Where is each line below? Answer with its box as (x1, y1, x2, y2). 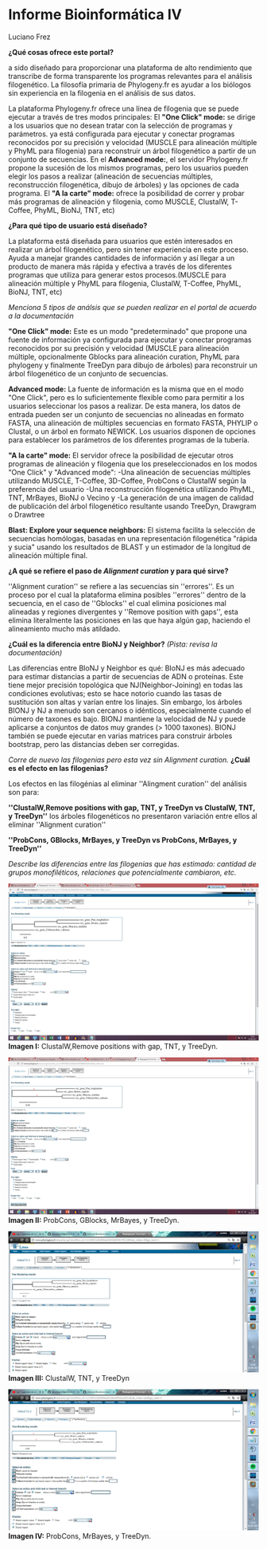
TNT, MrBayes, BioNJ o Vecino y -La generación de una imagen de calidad (8, 493, 254, 502)
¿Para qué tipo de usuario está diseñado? (8, 221, 148, 230)
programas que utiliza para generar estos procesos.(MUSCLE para (8, 269, 226, 280)
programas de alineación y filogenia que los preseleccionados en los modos (8, 458, 257, 468)
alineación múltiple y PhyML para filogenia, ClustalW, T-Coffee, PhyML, (8, 278, 242, 288)
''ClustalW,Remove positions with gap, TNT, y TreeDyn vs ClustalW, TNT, (8, 803, 256, 812)
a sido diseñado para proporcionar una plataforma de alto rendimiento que (8, 62, 253, 73)
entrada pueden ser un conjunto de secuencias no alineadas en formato (8, 409, 245, 419)
